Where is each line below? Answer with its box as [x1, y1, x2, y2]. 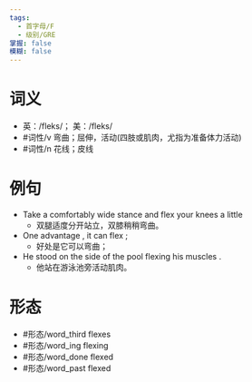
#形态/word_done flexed [22, 351, 114, 362]
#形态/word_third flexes [22, 328, 111, 339]
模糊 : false [9, 47, 52, 56]
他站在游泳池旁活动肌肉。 [35, 262, 132, 272]
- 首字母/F [17, 22, 54, 31]
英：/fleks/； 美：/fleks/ [22, 121, 113, 132]
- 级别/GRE [17, 30, 56, 39]
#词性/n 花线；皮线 [22, 143, 93, 154]
